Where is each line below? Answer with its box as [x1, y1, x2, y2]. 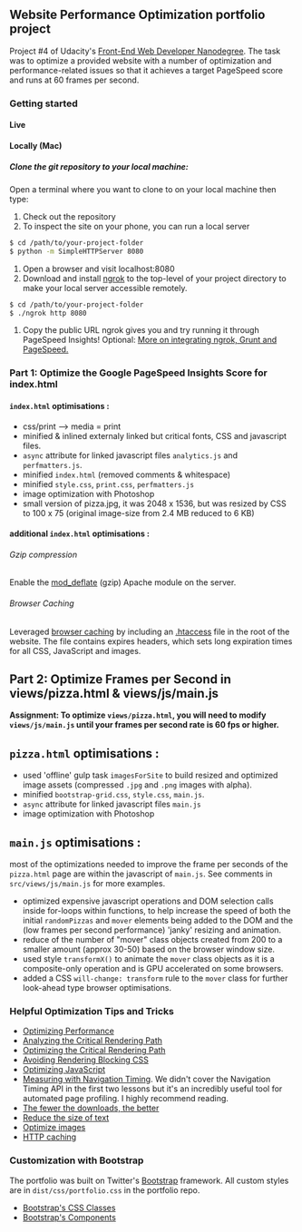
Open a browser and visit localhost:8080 [22, 263, 175, 274]
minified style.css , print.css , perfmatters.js [22, 478, 195, 489]
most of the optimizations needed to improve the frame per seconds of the [9, 858, 288, 869]
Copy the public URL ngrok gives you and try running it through [22, 325, 260, 336]
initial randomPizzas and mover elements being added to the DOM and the [22, 914, 293, 925]
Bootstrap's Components [22, 1211, 116, 1223]
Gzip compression [9, 549, 78, 560]
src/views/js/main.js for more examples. [9, 877, 166, 888]
